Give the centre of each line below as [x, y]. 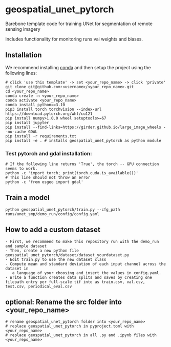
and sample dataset [26, 246]
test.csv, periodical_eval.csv [39, 286]
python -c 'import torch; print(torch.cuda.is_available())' [72, 173]
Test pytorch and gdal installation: [49, 153]
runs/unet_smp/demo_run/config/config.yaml [52, 214]
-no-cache [16, 132]
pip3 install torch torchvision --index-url [54, 109]
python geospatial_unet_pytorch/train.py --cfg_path [63, 209]
